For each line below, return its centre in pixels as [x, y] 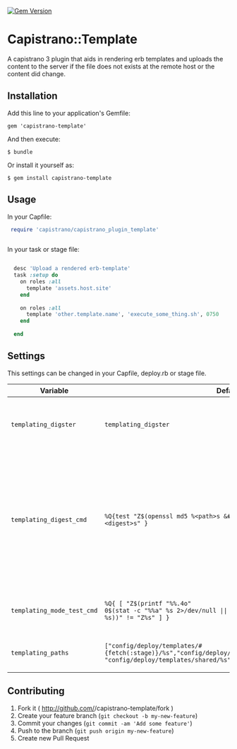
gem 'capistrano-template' [47, 126]
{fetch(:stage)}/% [135, 653]
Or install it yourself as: [41, 165]
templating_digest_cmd [49, 519]
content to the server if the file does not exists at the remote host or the [111, 66]
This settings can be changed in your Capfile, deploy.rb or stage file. [107, 373]
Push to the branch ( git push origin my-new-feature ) [96, 731]
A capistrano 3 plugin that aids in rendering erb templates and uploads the [115, 59]
